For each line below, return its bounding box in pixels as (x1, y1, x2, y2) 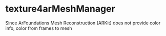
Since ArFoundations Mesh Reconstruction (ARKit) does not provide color (5, 20, 161, 26)
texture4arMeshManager (5, 3, 115, 15)
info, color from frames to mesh (5, 25, 72, 31)
